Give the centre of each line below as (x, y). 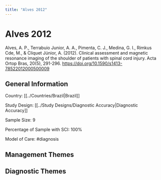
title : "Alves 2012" (26, 10)
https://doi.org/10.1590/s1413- (92, 63)
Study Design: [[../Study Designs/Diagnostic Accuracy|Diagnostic (72, 105)
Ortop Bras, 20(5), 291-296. (33, 63)
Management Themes (40, 155)
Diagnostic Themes (36, 171)
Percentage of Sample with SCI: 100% (44, 130)
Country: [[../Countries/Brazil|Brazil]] (43, 96)
